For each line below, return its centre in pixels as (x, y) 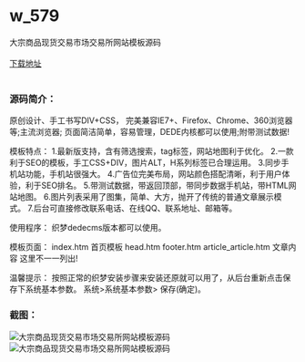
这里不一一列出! (49, 259)
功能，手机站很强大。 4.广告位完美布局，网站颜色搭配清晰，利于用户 (153, 174)
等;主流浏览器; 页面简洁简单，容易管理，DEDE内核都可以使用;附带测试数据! (149, 132)
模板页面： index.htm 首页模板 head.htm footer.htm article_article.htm (140, 247)
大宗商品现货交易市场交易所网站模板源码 (85, 42)
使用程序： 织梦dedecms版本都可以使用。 (88, 228)
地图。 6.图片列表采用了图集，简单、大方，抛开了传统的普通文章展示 (146, 197)
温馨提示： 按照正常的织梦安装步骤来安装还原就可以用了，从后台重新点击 (146, 278)
